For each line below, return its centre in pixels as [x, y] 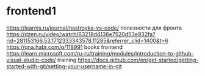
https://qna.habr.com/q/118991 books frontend [65, 47]
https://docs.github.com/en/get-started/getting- [138, 60]
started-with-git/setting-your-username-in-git [64, 66]
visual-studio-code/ [31, 60]
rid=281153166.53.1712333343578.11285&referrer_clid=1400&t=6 [88, 40]
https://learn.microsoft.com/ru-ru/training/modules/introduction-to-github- [100, 53]
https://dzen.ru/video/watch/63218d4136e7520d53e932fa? [81, 34]
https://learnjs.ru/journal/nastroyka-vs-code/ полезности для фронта [94, 28]
